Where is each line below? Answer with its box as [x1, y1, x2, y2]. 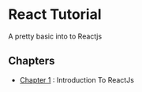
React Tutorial [8, 6, 102, 24]
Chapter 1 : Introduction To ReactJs [19, 75, 134, 84]
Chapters [8, 54, 55, 68]
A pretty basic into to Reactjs [8, 31, 103, 41]
